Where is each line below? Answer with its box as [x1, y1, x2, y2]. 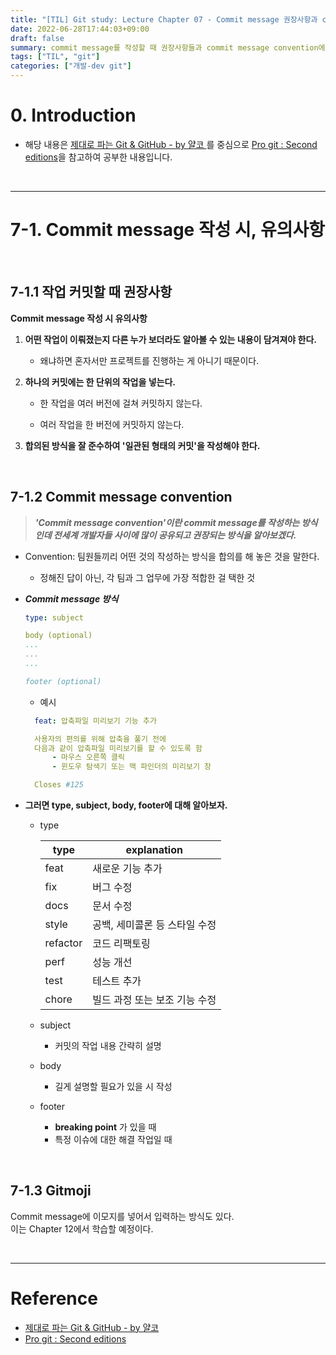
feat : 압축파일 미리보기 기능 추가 [34, 716, 157, 726]
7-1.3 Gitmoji [10, 1182, 92, 1200]
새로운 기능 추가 [92, 862, 163, 875]
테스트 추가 [92, 974, 142, 988]
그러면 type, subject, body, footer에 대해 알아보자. [24, 799, 228, 811]
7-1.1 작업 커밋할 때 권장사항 [10, 284, 173, 301]
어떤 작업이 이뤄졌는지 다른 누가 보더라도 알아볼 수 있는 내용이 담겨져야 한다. [24, 333, 317, 345]
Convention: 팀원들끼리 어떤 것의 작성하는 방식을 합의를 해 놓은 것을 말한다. [24, 550, 320, 562]
